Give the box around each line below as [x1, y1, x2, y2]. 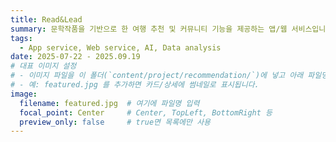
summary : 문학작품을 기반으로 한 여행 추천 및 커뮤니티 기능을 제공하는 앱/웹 [10, 24, 288, 34]
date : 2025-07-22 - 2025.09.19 [10, 52, 141, 62]
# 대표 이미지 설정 [10, 61, 77, 71]
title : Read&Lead [10, 14, 83, 25]
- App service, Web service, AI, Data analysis [19, 42, 222, 53]
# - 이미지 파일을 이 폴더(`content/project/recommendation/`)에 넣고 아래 [10, 71, 304, 81]
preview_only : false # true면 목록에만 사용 [19, 117, 212, 127]
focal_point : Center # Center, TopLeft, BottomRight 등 [19, 107, 273, 118]
